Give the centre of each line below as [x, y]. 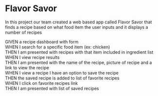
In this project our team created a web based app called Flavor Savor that [79, 22]
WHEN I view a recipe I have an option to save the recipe [62, 73]
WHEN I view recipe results [32, 57]
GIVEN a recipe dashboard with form [42, 41]
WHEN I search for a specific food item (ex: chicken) [58, 47]
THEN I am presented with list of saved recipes [52, 88]
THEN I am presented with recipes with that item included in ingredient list [79, 52]
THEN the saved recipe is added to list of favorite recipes [62, 78]
